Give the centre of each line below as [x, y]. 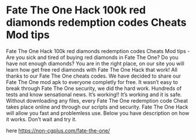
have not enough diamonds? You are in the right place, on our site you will [95, 63]
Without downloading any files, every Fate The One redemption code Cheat [97, 100]
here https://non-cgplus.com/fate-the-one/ [58, 130]
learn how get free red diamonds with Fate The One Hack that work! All [92, 69]
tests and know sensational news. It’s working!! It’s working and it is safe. [94, 94]
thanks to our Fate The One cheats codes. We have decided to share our [94, 76]
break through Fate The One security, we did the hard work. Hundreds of [94, 88]
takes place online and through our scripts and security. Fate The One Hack [97, 107]
